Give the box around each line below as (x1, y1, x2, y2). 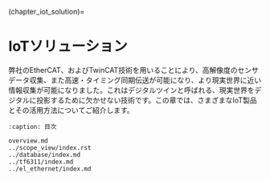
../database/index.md (8, 151, 81, 159)
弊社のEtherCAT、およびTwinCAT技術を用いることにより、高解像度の (8, 65, 239, 74)
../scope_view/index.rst (8, 143, 92, 151)
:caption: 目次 (8, 123, 57, 131)
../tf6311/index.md (8, 158, 74, 166)
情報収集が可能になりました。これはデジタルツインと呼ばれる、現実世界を (8, 85, 255, 95)
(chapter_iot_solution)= (8, 7, 85, 16)
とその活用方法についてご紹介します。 (8, 105, 134, 115)
